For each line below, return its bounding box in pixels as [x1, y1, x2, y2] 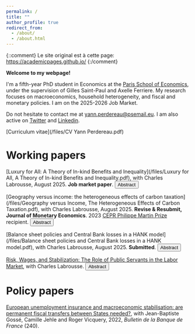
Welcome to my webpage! [6, 70, 71, 76]
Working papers [6, 149, 86, 162]
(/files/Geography [6, 199, 48, 206]
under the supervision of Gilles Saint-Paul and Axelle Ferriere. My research [6, 87, 186, 94]
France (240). [6, 322, 40, 329]
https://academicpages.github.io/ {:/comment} [6, 58, 118, 65]
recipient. [6, 218, 29, 225]
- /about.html [11, 36, 46, 42]
